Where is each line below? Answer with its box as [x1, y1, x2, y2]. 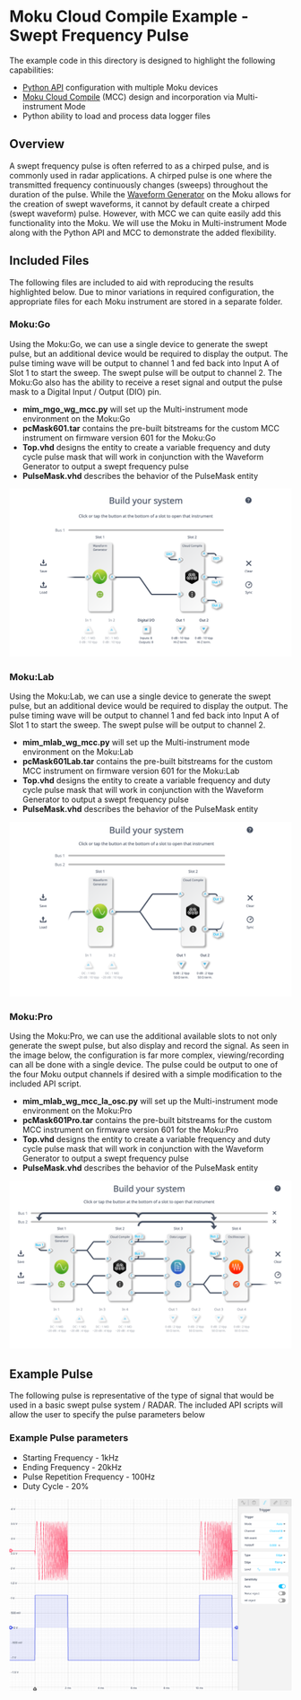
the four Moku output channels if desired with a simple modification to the [9, 1069, 282, 1080]
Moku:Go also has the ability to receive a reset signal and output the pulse [9, 377, 283, 388]
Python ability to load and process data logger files [21, 110, 211, 121]
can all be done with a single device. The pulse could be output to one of [9, 1059, 279, 1070]
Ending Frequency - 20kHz [21, 1461, 123, 1472]
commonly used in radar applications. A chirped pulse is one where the [9, 170, 272, 180]
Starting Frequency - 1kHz [21, 1452, 119, 1463]
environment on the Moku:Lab [21, 746, 134, 757]
